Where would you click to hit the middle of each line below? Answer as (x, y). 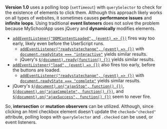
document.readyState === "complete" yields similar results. (80, 80)
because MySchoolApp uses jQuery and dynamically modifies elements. (80, 28)
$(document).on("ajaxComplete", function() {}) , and (68, 91)
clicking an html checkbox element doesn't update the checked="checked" (81, 111)
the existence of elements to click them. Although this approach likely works (84, 12)
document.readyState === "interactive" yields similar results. (83, 54)
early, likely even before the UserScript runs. (58, 43)
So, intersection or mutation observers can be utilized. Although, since (79, 106)
